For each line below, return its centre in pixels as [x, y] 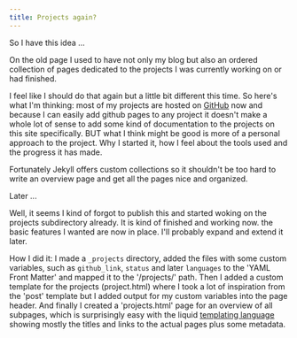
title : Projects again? [53, 17]
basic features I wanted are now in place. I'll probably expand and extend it [146, 232]
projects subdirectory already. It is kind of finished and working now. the [141, 222]
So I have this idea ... [47, 42]
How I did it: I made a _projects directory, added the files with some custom [148, 258]
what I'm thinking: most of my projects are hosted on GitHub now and [136, 105]
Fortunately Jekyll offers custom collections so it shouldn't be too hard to [143, 169]
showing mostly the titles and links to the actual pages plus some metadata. [148, 324]
